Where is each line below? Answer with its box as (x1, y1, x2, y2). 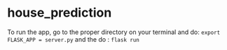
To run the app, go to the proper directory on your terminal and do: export (7, 28, 221, 36)
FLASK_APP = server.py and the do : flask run (7, 35, 140, 43)
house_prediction (7, 5, 112, 21)
